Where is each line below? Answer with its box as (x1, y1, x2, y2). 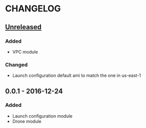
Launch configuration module (12, 113, 73, 119)
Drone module (12, 118, 42, 124)
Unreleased (5, 23, 42, 31)
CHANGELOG (5, 3, 61, 14)
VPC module (12, 49, 38, 55)
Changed (5, 61, 28, 68)
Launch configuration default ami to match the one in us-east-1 (12, 72, 141, 78)
